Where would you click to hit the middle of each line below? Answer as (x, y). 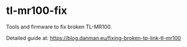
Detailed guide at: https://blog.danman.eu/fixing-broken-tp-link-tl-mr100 (93, 38)
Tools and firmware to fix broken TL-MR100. (59, 27)
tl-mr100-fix (37, 11)
